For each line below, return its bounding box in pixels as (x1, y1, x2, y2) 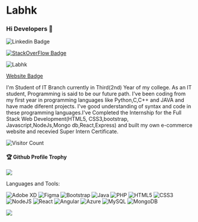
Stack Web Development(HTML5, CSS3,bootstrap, (6, 115, 129, 123)
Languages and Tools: (6, 180, 60, 187)
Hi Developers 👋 (6, 25, 53, 33)
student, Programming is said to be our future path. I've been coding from (6, 90, 186, 98)
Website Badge (6, 72, 43, 80)
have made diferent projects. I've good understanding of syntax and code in (6, 103, 191, 110)
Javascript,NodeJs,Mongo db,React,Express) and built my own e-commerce (6, 122, 193, 129)
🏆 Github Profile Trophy (6, 153, 67, 160)
